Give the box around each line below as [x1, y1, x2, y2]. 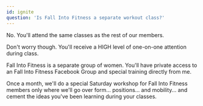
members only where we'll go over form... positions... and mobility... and [6, 86, 188, 93]
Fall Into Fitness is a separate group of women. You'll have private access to [6, 62, 198, 69]
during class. [6, 49, 39, 57]
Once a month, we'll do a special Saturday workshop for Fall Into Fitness [6, 80, 188, 87]
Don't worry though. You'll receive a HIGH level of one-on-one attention [6, 43, 187, 51]
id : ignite [6, 9, 34, 15]
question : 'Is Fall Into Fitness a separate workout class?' [6, 15, 165, 21]
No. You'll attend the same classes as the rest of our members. [6, 31, 165, 38]
